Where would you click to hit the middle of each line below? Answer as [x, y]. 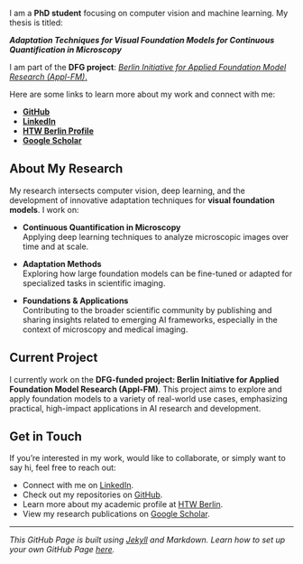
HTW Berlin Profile [58, 131]
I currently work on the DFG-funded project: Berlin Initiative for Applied [144, 379]
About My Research [66, 169]
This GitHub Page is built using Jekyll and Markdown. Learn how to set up [147, 540]
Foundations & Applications [75, 300]
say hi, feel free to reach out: [63, 467]
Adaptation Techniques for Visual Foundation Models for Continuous [142, 40]
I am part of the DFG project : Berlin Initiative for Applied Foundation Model [148, 67]
